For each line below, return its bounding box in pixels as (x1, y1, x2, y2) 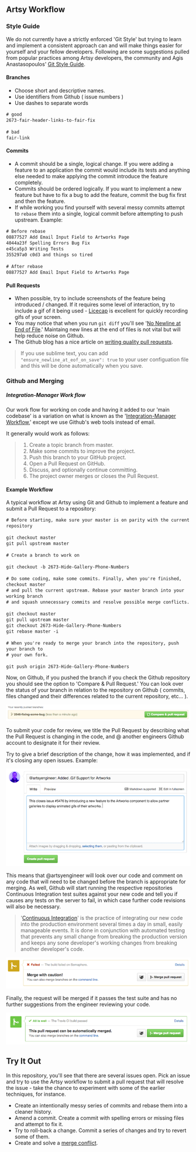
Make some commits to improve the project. (29, 448, 136, 455)
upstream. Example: (14, 216, 63, 223)
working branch (6, 593, 43, 600)
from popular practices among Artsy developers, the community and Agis (6, 54, 183, 61)
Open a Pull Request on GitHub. (29, 460, 106, 467)
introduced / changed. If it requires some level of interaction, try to (14, 301, 176, 308)
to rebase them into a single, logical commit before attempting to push (14, 210, 183, 218)
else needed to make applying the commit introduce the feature (14, 173, 168, 180)
